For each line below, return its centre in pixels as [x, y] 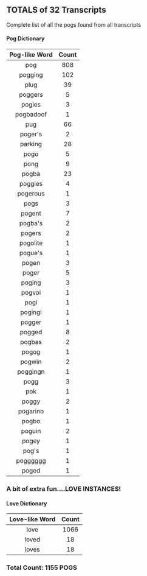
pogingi [31, 312]
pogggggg [31, 461]
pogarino [31, 412]
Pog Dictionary [26, 38]
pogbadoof [31, 114]
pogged [31, 332]
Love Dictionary [27, 503]
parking [31, 144]
